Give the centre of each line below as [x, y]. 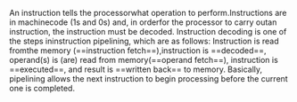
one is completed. [42, 88]
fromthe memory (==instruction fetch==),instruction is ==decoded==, [138, 51]
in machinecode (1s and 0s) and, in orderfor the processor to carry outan [143, 22]
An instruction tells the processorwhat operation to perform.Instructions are [148, 13]
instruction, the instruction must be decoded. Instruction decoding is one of [148, 31]
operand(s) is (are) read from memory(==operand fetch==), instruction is [144, 60]
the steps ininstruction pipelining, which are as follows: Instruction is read [144, 41]
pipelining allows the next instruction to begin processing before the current [148, 78]
